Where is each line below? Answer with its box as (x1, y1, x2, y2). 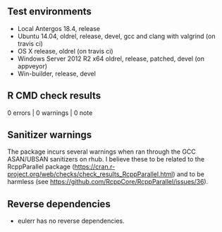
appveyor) (17, 61, 48, 70)
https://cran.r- (74, 162, 116, 171)
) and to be (172, 170, 204, 178)
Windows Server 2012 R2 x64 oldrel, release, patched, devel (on (17, 54, 205, 63)
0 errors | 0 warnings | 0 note (7, 109, 93, 117)
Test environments (7, 6, 92, 18)
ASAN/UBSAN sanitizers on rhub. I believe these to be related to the (7, 155, 205, 164)
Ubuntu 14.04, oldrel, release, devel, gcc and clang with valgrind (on (17, 32, 216, 40)
